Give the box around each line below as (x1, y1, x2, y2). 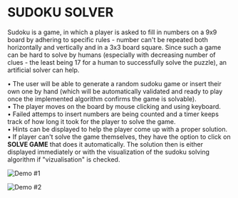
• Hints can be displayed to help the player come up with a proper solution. (7, 125, 228, 133)
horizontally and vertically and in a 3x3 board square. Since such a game (7, 43, 222, 51)
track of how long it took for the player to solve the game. (7, 117, 176, 125)
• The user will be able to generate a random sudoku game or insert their (7, 79, 222, 88)
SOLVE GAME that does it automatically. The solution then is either (7, 140, 204, 148)
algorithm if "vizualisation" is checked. (7, 155, 120, 164)
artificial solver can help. (7, 66, 80, 74)
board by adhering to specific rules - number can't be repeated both (7, 35, 208, 43)
